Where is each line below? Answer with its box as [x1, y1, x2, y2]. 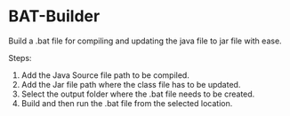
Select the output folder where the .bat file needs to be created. [20, 89, 255, 99]
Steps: [8, 52, 32, 63]
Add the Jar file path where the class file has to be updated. [20, 79, 241, 89]
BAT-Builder [8, 6, 101, 27]
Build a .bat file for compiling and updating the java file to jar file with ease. [8, 35, 282, 46]
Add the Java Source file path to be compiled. [20, 69, 190, 81]
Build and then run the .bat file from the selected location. [20, 97, 233, 108]
